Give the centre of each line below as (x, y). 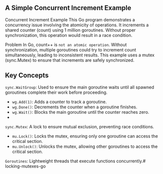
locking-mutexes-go (26, 166)
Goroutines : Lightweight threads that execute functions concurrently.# (75, 161)
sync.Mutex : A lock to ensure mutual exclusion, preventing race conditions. (80, 126)
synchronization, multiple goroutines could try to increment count (71, 50)
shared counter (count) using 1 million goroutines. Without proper (71, 30)
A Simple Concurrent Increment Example (68, 8)
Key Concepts (27, 76)
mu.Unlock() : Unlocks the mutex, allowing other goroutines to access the (85, 146)
